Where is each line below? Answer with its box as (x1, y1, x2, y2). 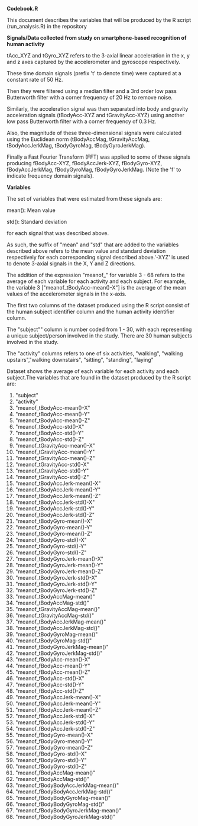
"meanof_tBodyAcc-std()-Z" (15, 436, 85, 443)
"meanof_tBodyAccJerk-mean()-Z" (15, 493, 101, 499)
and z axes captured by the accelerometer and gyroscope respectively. (7, 59, 181, 65)
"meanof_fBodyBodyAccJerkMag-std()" (15, 788, 113, 795)
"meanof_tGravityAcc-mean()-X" (15, 442, 95, 449)
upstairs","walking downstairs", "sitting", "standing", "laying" (7, 356, 154, 363)
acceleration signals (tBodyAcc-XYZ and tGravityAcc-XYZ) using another (7, 112, 185, 118)
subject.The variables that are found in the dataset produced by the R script (7, 374, 191, 381)
